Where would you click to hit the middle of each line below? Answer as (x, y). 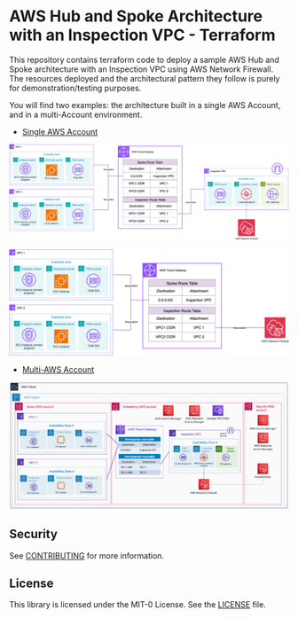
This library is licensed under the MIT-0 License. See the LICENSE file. (137, 605)
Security (33, 534)
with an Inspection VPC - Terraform (143, 35)
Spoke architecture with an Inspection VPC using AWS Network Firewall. (141, 69)
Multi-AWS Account (58, 369)
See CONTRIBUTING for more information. (87, 555)
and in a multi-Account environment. (76, 114)
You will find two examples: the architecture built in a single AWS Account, (145, 105)
